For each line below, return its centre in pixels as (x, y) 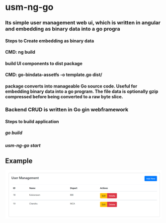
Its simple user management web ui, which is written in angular (83, 23)
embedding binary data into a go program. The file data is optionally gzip (82, 91)
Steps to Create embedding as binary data (50, 41)
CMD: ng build (20, 52)
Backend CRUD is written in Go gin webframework (67, 110)
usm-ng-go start (23, 145)
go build (14, 133)
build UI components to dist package (44, 63)
